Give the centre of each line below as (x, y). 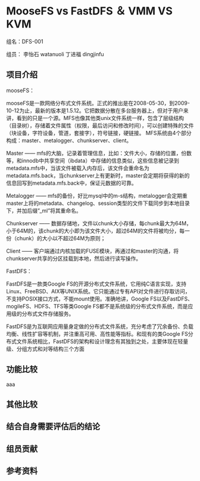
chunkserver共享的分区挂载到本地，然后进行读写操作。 (74, 258)
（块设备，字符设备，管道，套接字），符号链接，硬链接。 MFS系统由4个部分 (99, 133)
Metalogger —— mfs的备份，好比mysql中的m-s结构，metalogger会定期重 (97, 195)
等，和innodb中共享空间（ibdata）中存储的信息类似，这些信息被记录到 (93, 160)
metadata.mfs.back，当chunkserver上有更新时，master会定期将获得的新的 (98, 175)
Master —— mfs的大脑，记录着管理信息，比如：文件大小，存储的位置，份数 (99, 153)
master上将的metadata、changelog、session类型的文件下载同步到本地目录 (98, 203)
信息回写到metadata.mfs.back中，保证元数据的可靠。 (71, 183)
